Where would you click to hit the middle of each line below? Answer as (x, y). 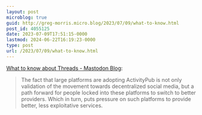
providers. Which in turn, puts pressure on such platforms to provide (106, 99)
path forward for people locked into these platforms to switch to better (108, 92)
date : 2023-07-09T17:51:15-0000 (47, 34)
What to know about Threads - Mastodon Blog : (65, 68)
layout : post (23, 12)
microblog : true (27, 17)
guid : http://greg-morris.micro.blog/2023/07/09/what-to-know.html (93, 23)
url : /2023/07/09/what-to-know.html (52, 51)
